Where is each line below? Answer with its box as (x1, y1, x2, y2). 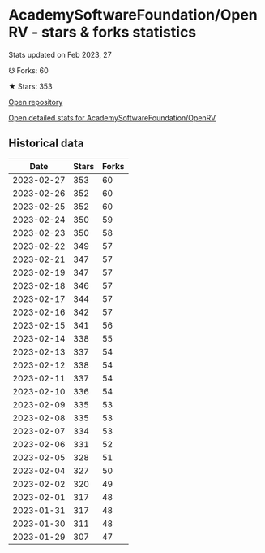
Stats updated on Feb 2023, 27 (8, 50, 112, 59)
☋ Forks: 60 (8, 65, 49, 75)
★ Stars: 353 (8, 81, 53, 91)
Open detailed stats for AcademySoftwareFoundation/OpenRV (8, 112, 216, 123)
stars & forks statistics (41, 23, 197, 41)
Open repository (8, 97, 63, 107)
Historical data (8, 137, 84, 150)
